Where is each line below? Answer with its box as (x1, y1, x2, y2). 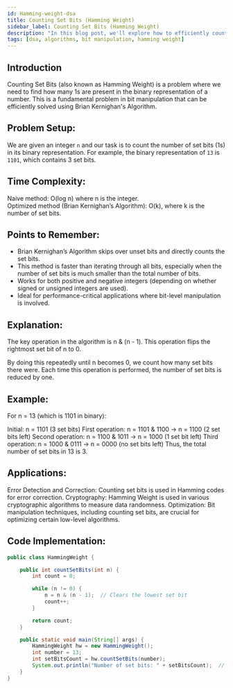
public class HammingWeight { (7, 553, 95, 561)
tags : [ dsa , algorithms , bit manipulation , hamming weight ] (7, 36, 185, 43)
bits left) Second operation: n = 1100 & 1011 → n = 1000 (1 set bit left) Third (7, 433, 218, 441)
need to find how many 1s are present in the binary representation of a (7, 87, 208, 96)
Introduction (7, 62, 62, 74)
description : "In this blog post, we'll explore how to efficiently (7, 29, 209, 37)
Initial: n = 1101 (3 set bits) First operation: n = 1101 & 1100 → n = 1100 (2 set (7, 425, 221, 433)
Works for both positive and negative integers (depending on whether (17, 277, 217, 285)
